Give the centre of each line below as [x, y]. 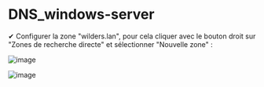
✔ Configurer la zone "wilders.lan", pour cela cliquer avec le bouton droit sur [132, 36]
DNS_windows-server [81, 14]
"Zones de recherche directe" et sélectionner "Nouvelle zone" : [111, 44]
